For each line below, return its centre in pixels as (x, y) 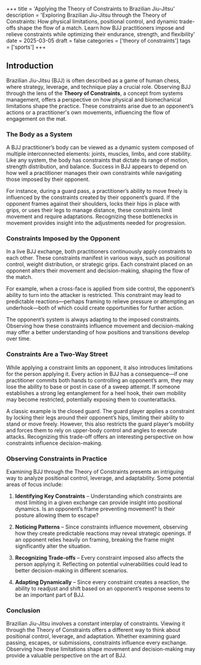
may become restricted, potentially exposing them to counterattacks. (91, 399)
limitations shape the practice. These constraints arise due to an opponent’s (100, 106)
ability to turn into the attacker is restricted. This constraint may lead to (94, 295)
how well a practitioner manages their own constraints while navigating (94, 173)
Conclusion (23, 610)
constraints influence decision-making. (55, 443)
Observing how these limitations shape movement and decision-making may (101, 649)
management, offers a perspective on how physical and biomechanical (94, 99)
